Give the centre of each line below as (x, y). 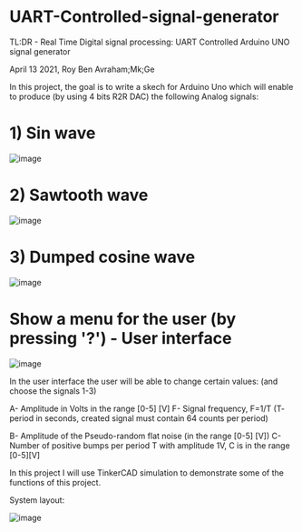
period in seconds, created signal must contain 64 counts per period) (139, 418)
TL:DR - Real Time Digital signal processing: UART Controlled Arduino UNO (150, 42)
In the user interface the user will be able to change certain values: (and (144, 381)
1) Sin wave (53, 133)
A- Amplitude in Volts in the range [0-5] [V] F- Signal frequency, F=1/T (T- (147, 408)
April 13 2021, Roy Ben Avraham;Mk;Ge (82, 69)
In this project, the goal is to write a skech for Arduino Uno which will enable (151, 86)
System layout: (37, 500)
